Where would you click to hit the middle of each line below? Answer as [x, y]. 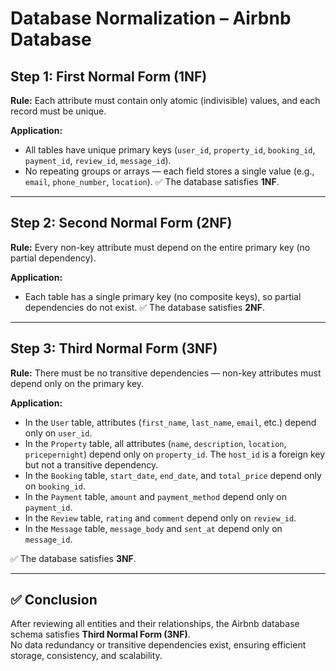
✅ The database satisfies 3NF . [73, 558]
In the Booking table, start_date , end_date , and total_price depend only [173, 475]
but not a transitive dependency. [91, 464]
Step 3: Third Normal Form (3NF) [114, 348]
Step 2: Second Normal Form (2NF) [121, 223]
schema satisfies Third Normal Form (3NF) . [100, 634]
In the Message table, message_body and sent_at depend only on [153, 528]
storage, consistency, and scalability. [86, 656]
